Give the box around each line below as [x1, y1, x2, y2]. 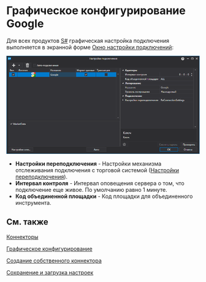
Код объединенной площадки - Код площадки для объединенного [15, 192, 193, 200]
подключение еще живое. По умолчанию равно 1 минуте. [15, 186, 167, 193]
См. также [6, 217, 49, 227]
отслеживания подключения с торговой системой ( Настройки [15, 166, 180, 173]
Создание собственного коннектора [6, 257, 102, 264]
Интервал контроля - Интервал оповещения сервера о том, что [15, 179, 185, 187]
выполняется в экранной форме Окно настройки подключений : [6, 44, 174, 51]
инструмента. [15, 199, 51, 206]
